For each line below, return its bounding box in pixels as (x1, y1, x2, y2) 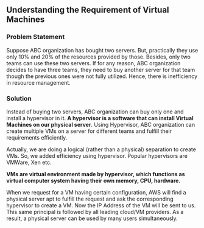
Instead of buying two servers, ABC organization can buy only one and (6, 108, 184, 115)
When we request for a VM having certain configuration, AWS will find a (6, 188, 187, 196)
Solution (6, 94, 32, 102)
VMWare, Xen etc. (6, 159, 52, 166)
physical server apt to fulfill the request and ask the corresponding (6, 195, 174, 202)
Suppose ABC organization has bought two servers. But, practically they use (6, 46, 199, 54)
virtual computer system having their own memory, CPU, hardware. (6, 177, 181, 184)
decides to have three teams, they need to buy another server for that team (6, 66, 195, 73)
